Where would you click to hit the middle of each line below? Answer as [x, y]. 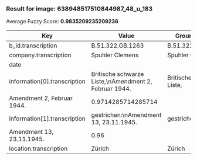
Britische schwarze [118, 74]
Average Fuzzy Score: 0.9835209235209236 [62, 22]
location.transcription [38, 149]
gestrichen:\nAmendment [126, 115]
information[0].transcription [47, 82]
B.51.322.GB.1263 [118, 46]
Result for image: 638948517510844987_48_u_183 [79, 9]
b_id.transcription [33, 46]
